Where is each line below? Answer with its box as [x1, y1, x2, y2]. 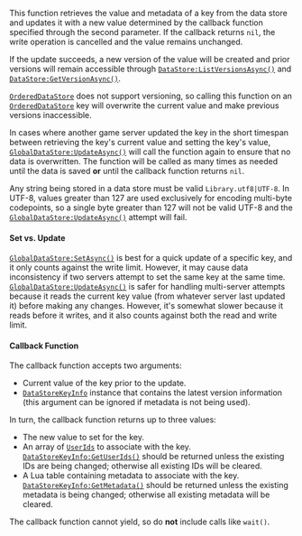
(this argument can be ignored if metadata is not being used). [22, 397, 251, 408]
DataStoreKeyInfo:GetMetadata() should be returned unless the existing [22, 480, 288, 491]
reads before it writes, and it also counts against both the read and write [9, 310, 278, 321]
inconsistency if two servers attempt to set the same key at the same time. [9, 272, 286, 282]
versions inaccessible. [9, 110, 92, 120]
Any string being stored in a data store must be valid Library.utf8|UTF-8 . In [9, 183, 290, 193]
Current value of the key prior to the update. [22, 378, 187, 389]
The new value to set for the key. [22, 432, 144, 443]
